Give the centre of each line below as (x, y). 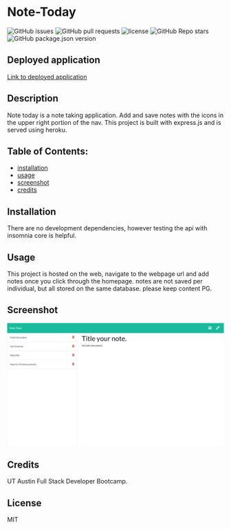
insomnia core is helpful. (42, 236)
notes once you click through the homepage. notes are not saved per (105, 281)
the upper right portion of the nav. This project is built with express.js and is (114, 122)
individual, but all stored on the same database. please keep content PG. (110, 288)
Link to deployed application (47, 77)
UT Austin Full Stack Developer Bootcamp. (67, 481)
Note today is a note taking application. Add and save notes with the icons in (115, 115)
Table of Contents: (48, 151)
